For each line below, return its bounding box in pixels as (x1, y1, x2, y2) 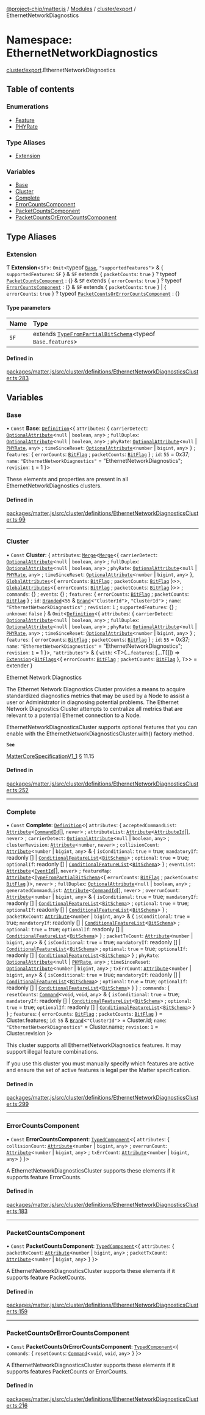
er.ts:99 (6, 516, 26, 524)
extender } (6, 661, 33, 669)
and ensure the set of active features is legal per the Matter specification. (6, 1067, 191, 1073)
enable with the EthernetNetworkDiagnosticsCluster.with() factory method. (6, 730, 194, 737)
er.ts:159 (6, 1308, 28, 1315)
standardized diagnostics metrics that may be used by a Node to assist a (6, 692, 189, 699)
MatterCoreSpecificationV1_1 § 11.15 (6, 753, 95, 760)
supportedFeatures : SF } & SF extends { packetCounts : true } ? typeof (6, 270, 177, 277)
